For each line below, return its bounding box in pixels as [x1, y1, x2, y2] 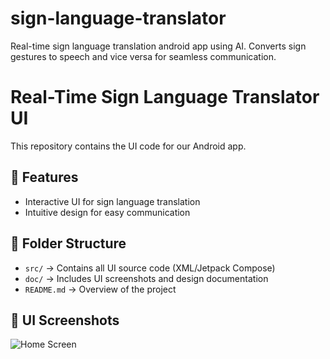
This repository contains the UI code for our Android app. [10, 140, 247, 152]
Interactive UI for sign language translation [24, 195, 201, 207]
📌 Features [10, 169, 79, 186]
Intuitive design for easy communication [24, 206, 191, 218]
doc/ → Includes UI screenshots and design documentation [24, 272, 269, 284]
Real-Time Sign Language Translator [10, 86, 320, 109]
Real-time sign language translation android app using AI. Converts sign [10, 40, 307, 52]
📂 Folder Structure [10, 235, 127, 252]
